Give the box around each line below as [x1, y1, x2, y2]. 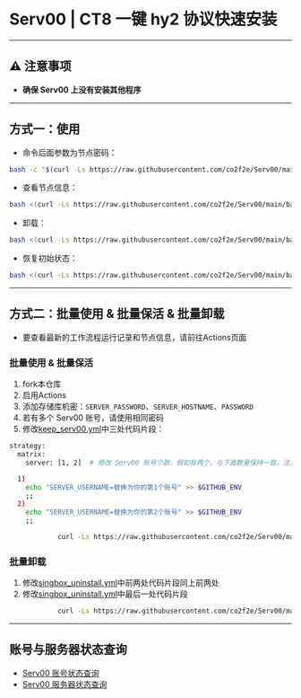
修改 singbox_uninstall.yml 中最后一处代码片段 [21, 588, 188, 599]
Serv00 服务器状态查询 [21, 678, 107, 689]
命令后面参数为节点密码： [21, 146, 117, 158]
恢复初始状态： [21, 253, 78, 264]
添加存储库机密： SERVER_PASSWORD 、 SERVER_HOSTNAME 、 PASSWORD [21, 402, 254, 412]
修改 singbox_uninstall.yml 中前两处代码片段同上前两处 [21, 578, 219, 588]
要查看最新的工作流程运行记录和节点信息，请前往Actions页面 [21, 331, 247, 342]
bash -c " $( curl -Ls [9, 164, 87, 174]
